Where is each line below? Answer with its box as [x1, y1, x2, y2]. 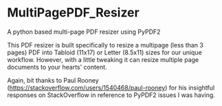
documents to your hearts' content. [7, 63, 108, 71]
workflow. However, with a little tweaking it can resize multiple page [7, 55, 199, 63]
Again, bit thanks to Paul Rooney [7, 76, 100, 84]
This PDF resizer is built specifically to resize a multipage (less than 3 [7, 41, 204, 49]
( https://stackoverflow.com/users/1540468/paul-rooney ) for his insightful [7, 83, 215, 92]
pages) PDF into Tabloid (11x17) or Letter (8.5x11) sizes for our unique [7, 48, 203, 56]
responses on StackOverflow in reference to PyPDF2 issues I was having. [7, 91, 215, 99]
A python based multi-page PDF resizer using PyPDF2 [7, 28, 161, 36]
